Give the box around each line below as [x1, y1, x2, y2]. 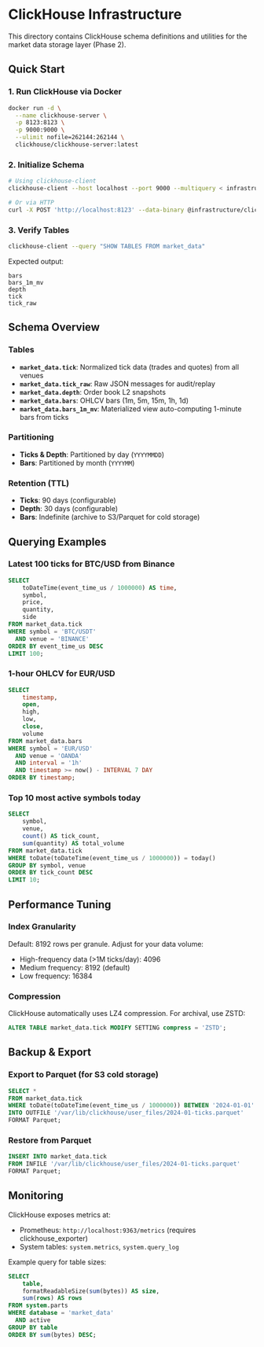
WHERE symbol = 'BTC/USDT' [8, 627, 97, 635]
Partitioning [8, 432, 54, 443]
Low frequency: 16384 [19, 971, 93, 981]
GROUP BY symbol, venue [8, 861, 86, 870]
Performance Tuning [8, 898, 112, 911]
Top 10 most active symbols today [8, 793, 141, 804]
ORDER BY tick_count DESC [8, 869, 93, 877]
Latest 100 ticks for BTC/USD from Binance [8, 558, 175, 569]
